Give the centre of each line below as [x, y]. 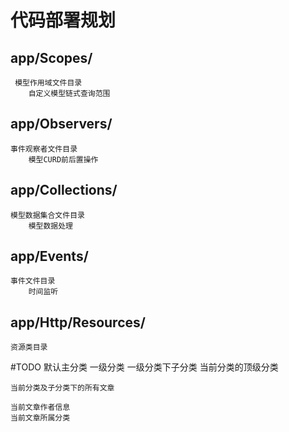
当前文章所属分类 [40, 418]
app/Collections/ [64, 190]
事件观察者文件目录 [44, 149]
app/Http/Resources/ [78, 322]
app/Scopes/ [51, 57]
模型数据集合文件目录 [47, 215]
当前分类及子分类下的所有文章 [62, 388]
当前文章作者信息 [40, 407]
